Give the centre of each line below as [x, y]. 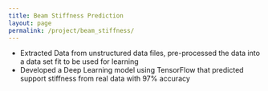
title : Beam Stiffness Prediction [66, 16]
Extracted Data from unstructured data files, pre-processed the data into [140, 53]
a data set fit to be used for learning [79, 61]
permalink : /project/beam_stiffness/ [71, 30]
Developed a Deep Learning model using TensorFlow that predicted [132, 70]
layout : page [30, 23]
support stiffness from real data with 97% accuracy [105, 79]
